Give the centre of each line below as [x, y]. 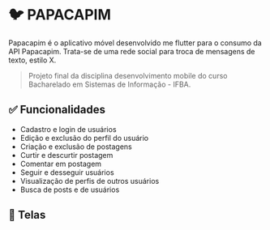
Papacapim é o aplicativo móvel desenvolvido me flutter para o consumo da [135, 43]
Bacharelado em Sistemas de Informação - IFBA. [109, 84]
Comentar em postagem [61, 164]
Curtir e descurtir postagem [66, 155]
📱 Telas [27, 215]
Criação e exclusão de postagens [76, 147]
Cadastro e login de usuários [68, 129]
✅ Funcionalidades [57, 110]
